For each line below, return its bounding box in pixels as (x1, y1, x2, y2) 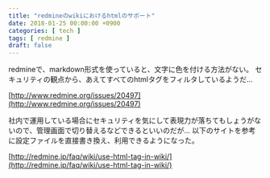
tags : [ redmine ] (8, 34, 70, 42)
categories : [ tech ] (8, 26, 81, 34)
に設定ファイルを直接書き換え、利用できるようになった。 (8, 136, 199, 145)
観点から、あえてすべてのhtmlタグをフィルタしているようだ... (50, 75, 253, 84)
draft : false (8, 42, 52, 50)
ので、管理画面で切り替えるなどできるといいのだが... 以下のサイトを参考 (15, 126, 256, 136)
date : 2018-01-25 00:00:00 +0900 (8, 19, 121, 27)
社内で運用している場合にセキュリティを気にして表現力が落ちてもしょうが (8, 115, 255, 125)
